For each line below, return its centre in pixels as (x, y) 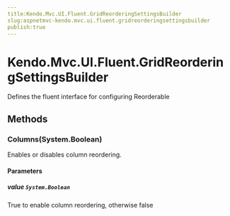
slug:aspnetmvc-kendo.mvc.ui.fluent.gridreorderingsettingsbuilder (109, 21)
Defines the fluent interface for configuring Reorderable (88, 97)
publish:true (27, 27)
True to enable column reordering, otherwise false (80, 205)
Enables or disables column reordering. (64, 154)
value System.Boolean (39, 187)
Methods (28, 119)
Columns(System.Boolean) (55, 139)
